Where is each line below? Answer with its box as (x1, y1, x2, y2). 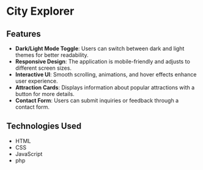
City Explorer (6, 4, 75, 18)
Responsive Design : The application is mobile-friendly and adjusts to (15, 58, 191, 65)
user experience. (15, 78, 58, 84)
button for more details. (15, 91, 75, 97)
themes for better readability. (15, 51, 89, 59)
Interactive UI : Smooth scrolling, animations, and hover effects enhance (15, 71, 197, 78)
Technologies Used (6, 121, 81, 131)
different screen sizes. (15, 64, 72, 72)
